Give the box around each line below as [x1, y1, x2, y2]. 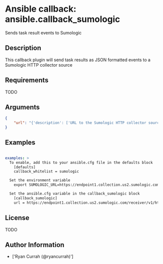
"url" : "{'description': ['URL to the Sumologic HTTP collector [14, 121, 147, 125]
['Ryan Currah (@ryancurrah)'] [12, 254, 74, 260]
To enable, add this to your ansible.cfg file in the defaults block [9, 160, 153, 165]
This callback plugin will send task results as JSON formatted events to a [5, 57, 151, 63]
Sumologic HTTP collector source [5, 62, 73, 68]
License [5, 214, 30, 222]
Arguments [5, 103, 40, 111]
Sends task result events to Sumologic [5, 30, 81, 35]
